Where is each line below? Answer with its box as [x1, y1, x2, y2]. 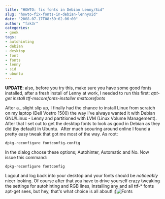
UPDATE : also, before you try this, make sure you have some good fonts [5, 85, 152, 91]
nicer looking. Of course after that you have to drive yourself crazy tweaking [5, 178, 160, 184]
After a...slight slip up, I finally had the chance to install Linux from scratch [5, 104, 155, 111]
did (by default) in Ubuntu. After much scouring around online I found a [5, 126, 151, 132]
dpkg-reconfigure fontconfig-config [5, 140, 80, 145]
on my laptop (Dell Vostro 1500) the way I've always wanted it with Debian [5, 110, 155, 116]
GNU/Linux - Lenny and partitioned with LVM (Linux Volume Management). [5, 115, 157, 121]
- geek [5, 30, 19, 35]
